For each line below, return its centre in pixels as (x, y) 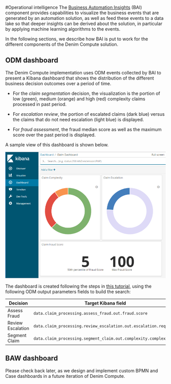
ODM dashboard (32, 60)
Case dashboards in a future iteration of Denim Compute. (65, 376)
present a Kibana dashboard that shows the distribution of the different (80, 78)
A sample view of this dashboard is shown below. (57, 144)
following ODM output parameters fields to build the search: (68, 292)
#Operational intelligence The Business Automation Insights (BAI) (74, 7)
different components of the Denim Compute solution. (62, 44)
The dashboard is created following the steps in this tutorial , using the (78, 286)
